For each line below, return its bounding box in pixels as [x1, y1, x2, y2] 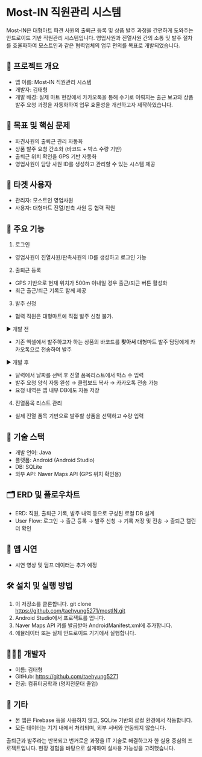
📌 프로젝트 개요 [6, 61, 59, 71]
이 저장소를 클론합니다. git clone [14, 601, 92, 608]
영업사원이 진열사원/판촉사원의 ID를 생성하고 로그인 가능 [14, 254, 147, 261]
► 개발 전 [6, 326, 29, 333]
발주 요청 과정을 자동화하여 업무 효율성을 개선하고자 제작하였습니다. [14, 101, 173, 108]
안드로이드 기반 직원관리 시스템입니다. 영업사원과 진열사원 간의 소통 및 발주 [6, 34, 182, 41]
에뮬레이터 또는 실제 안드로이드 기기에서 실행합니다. [14, 630, 136, 637]
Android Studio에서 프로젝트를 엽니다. [14, 614, 106, 622]
